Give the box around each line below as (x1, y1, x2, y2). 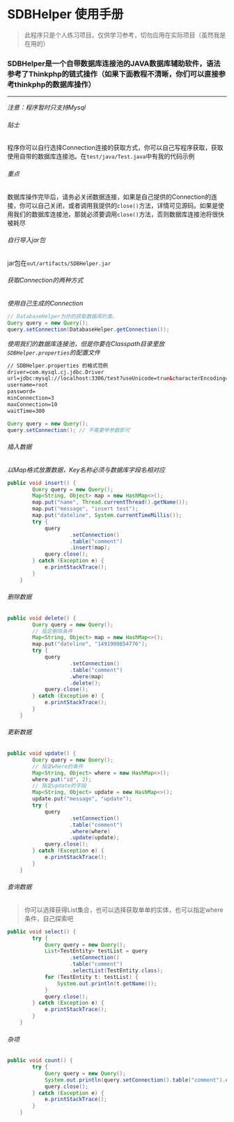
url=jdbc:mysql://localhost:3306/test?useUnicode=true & (7, 375, 173, 382)
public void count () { (7, 1057, 73, 1064)
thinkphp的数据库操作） (14, 80, 96, 89)
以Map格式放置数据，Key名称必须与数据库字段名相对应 (7, 465, 166, 474)
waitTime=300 (7, 407, 45, 414)
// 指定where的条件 (32, 763, 84, 770)
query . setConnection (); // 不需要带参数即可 (7, 426, 130, 433)
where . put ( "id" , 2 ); (32, 776, 92, 783)
